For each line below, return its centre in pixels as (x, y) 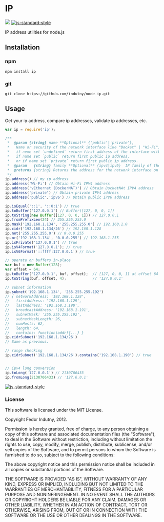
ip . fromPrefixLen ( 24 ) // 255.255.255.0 (46, 220)
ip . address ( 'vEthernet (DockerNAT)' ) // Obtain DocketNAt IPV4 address (79, 188)
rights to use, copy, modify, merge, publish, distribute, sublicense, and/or (79, 444)
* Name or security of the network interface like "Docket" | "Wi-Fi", (84, 147)
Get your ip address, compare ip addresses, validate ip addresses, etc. (76, 121)
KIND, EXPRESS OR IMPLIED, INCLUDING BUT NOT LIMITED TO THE (74, 484)
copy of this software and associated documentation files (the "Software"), (81, 434)
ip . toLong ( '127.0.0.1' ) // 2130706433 (44, 373)
